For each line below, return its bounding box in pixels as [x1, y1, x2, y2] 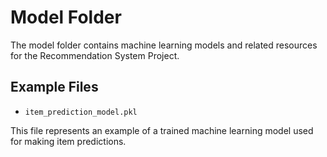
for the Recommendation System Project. [10, 49, 180, 61]
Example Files [10, 79, 99, 96]
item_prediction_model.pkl [24, 107, 138, 117]
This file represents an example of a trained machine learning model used [10, 124, 314, 136]
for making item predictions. [10, 135, 127, 147]
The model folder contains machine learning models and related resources [10, 39, 318, 51]
